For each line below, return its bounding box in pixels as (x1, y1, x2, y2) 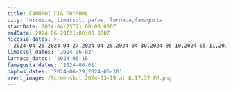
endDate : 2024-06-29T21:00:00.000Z (7, 29, 110, 37)
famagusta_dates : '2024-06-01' (7, 62, 98, 68)
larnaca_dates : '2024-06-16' (7, 55, 92, 62)
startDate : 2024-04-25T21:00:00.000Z (7, 23, 116, 30)
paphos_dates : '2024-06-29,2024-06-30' (7, 68, 123, 75)
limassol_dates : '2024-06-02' (7, 49, 95, 56)
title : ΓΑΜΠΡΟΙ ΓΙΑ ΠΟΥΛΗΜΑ (7, 10, 89, 17)
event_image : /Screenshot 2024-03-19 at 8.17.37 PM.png (7, 74, 172, 82)
